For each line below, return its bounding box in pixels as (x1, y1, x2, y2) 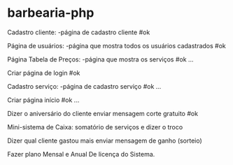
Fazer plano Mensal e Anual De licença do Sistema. (7, 150, 155, 158)
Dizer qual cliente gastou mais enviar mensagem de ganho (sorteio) (7, 136, 203, 145)
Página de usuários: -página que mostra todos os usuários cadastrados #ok (7, 41, 226, 50)
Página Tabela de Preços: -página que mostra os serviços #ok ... (7, 55, 194, 64)
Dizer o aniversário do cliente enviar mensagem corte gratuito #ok (7, 109, 198, 117)
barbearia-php (7, 5, 94, 21)
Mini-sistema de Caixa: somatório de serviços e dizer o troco (7, 122, 183, 131)
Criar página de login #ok (7, 69, 80, 77)
